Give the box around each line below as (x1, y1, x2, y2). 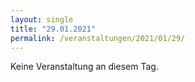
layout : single (10, 14, 74, 25)
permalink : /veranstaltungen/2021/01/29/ (10, 33, 186, 43)
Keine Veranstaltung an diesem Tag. (10, 61, 159, 73)
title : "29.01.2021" (10, 24, 97, 34)
